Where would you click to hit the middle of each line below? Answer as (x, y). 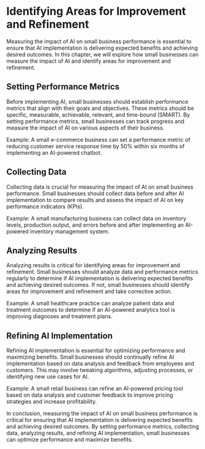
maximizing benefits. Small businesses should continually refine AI (90, 357)
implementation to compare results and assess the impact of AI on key (95, 200)
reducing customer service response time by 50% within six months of (95, 146)
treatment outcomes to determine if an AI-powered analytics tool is (91, 310)
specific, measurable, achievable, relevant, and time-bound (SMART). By (98, 114)
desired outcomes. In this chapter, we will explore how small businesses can (102, 54)
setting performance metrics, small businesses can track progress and (95, 121)
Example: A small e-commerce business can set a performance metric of (99, 139)
